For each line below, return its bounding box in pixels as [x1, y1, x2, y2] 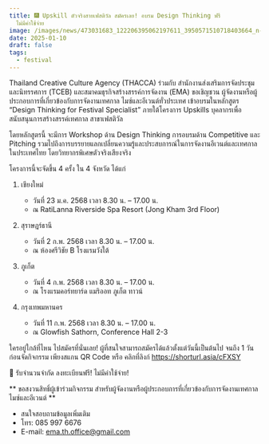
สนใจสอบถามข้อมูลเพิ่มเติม [20, 408, 91, 418]
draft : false [9, 41, 53, 49]
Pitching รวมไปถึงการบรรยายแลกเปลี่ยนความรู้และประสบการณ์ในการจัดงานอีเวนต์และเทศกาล [9, 139, 258, 148]
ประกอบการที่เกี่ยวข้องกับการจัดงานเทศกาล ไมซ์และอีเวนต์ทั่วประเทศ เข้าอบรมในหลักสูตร [9, 96, 239, 105]
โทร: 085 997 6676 [20, 418, 82, 427]
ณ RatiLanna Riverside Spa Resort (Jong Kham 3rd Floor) [32, 204, 220, 214]
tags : [9, 49, 27, 57]
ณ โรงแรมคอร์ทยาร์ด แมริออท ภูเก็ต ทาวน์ [32, 286, 143, 296]
